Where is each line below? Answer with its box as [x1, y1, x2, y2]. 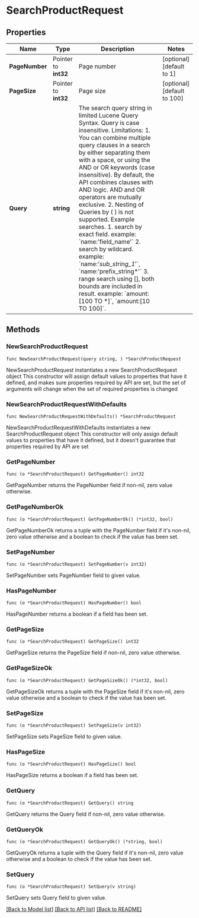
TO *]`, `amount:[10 [94, 297, 150, 305]
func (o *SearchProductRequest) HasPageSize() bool [6, 761, 136, 767]
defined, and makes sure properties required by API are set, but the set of [6, 378, 187, 386]
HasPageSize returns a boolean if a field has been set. [6, 772, 139, 779]
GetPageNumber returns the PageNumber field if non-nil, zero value [6, 482, 173, 489]
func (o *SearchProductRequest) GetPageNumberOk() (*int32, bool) [6, 516, 174, 522]
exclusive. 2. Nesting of [79, 200, 144, 209]
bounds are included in [79, 282, 143, 290]
